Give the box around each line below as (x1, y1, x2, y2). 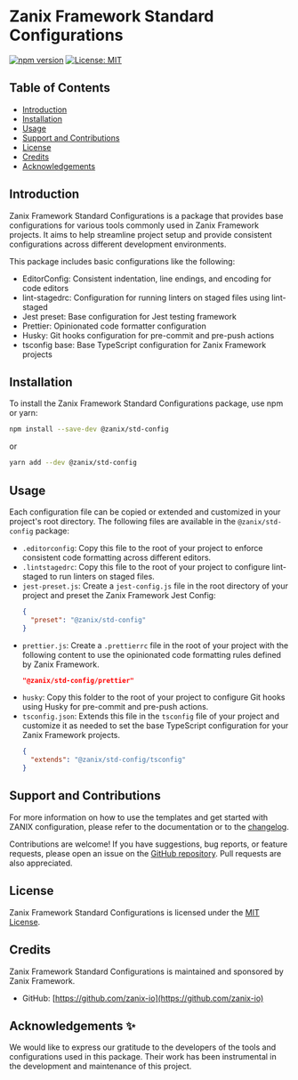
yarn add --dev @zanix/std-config (9, 459, 138, 467)
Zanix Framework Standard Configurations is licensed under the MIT (9, 906, 260, 918)
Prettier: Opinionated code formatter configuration (21, 321, 206, 331)
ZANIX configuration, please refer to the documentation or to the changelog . (9, 821, 289, 832)
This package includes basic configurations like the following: (9, 256, 236, 266)
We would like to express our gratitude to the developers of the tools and (9, 1042, 277, 1052)
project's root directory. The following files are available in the (9, 516, 236, 526)
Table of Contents (9, 80, 111, 95)
